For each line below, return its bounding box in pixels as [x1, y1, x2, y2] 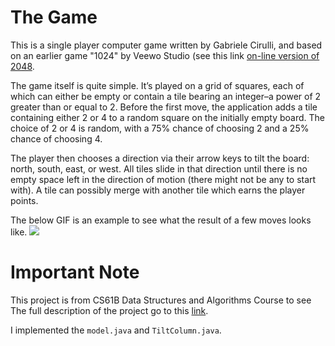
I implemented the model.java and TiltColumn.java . [10, 324, 222, 336]
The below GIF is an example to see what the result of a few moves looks [10, 214, 312, 226]
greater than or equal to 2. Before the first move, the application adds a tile [10, 101, 318, 113]
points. [10, 194, 39, 206]
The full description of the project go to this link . [10, 304, 209, 316]
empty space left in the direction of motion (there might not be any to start [10, 173, 317, 185]
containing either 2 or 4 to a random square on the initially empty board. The [10, 111, 326, 123]
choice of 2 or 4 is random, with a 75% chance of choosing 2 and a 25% [10, 122, 310, 134]
